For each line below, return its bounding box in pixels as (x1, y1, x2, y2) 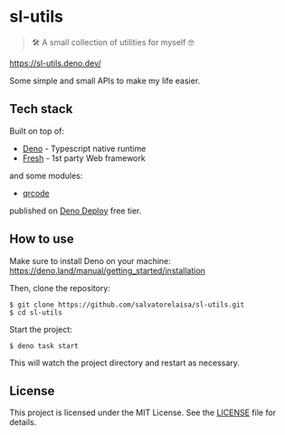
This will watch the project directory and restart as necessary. (9, 357, 240, 368)
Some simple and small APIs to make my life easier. (9, 75, 201, 86)
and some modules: (9, 170, 83, 181)
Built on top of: (9, 125, 65, 137)
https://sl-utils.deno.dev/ (9, 57, 101, 69)
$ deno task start (9, 341, 79, 350)
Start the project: (9, 324, 72, 335)
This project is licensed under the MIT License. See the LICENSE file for (9, 407, 277, 418)
